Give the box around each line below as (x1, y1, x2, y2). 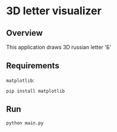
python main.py (6, 120, 44, 126)
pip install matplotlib (6, 88, 65, 94)
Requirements (6, 61, 59, 71)
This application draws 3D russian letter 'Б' (6, 43, 112, 51)
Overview (6, 28, 43, 38)
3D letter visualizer (6, 4, 102, 18)
